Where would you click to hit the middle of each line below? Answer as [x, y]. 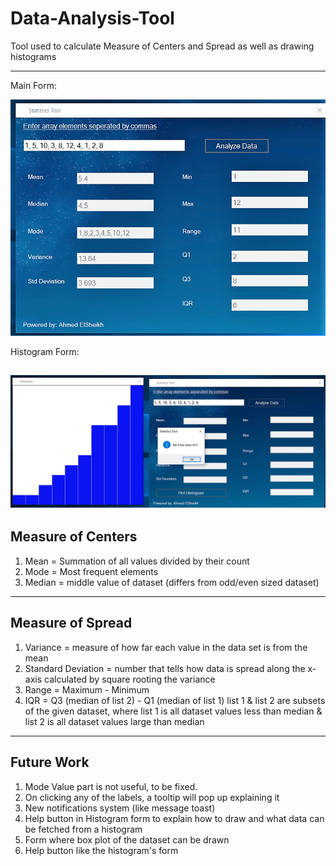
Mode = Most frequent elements [91, 571]
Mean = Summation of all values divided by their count [137, 561]
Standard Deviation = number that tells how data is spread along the [165, 668]
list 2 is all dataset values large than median [114, 721]
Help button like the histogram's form [101, 850]
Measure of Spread [71, 623]
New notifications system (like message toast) [120, 808]
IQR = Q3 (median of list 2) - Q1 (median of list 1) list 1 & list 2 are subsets [175, 700]
